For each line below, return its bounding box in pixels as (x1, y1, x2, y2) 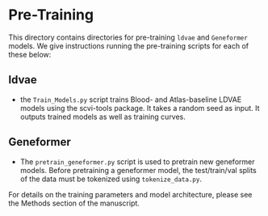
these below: (8, 49, 52, 59)
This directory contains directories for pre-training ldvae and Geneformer (8, 32, 248, 42)
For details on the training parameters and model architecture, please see (8, 189, 253, 199)
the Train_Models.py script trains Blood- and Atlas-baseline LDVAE (19, 95, 242, 104)
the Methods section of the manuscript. (8, 198, 140, 208)
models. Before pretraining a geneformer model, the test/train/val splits (19, 165, 257, 175)
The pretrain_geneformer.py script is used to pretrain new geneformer (19, 156, 255, 167)
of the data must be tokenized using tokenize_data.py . (19, 174, 202, 184)
